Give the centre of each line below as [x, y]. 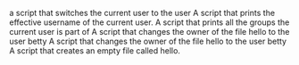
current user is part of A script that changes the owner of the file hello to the [149, 32]
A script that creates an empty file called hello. [95, 51]
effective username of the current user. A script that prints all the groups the [149, 22]
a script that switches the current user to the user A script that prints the [142, 13]
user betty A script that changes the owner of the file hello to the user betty [148, 41]
